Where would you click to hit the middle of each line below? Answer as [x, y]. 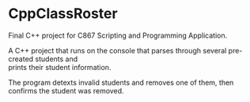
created [21, 59]
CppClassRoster [63, 14]
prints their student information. [60, 67]
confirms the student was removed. [66, 90]
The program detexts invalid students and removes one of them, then [121, 82]
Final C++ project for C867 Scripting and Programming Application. [118, 35]
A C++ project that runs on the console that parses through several [117, 50]
